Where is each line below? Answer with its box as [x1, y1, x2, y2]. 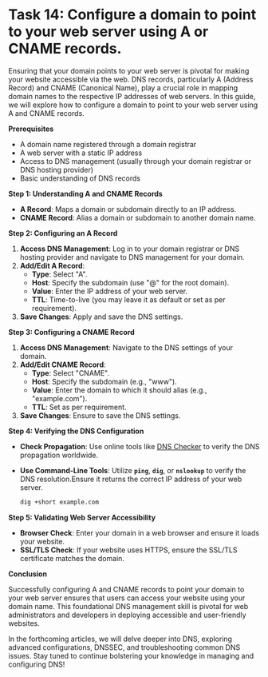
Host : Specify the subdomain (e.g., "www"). [31, 376, 177, 386]
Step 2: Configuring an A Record [8, 228, 118, 237]
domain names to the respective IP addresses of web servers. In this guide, [8, 91, 256, 101]
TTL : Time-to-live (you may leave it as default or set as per [31, 294, 226, 305]
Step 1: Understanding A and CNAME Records [8, 189, 164, 198]
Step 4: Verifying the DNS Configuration [8, 426, 144, 436]
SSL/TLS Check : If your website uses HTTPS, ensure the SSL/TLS [19, 545, 238, 555]
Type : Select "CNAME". [31, 368, 110, 377]
